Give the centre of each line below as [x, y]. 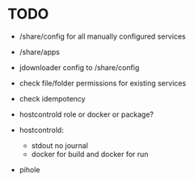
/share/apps [40, 52]
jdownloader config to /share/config [79, 67]
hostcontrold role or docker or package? [86, 114]
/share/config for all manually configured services [103, 36]
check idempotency [52, 98]
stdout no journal [59, 145]
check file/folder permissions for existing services [103, 83]
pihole [30, 169]
